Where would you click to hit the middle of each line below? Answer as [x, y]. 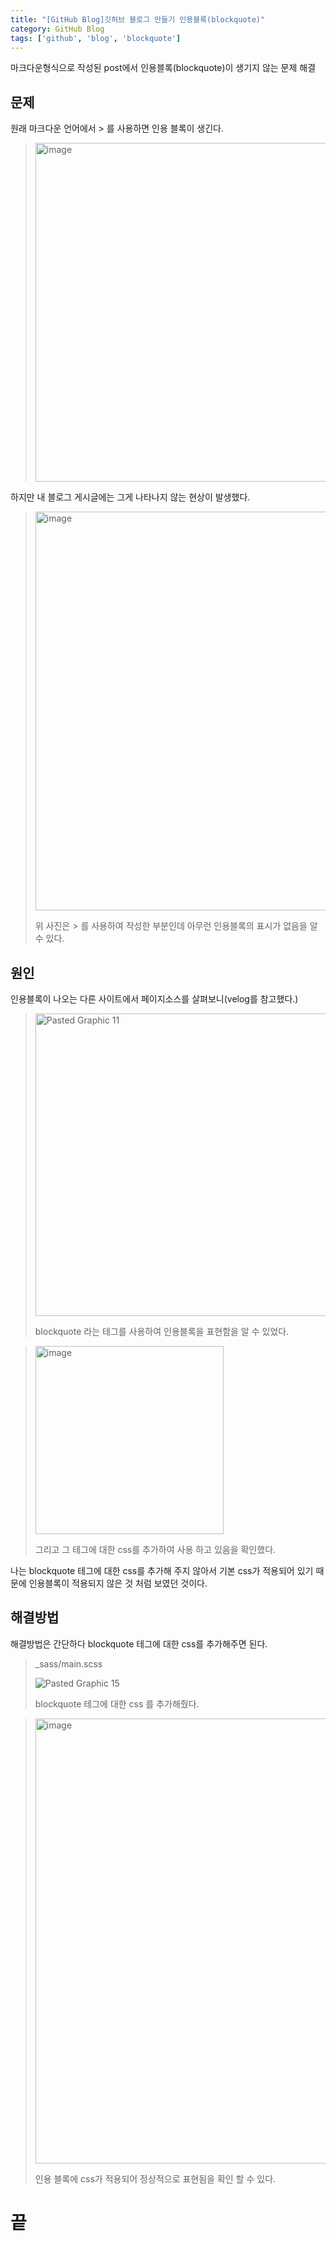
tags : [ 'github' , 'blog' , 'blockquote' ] [96, 38]
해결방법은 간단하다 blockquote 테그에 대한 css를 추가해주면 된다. [139, 1643]
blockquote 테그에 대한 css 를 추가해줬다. [117, 1703]
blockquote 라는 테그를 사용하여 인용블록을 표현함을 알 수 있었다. [162, 1331]
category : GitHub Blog [57, 29]
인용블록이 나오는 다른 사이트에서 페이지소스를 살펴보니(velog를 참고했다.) [154, 999]
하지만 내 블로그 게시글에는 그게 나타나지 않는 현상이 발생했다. [130, 497]
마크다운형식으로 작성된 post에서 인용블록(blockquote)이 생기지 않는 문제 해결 [163, 68]
